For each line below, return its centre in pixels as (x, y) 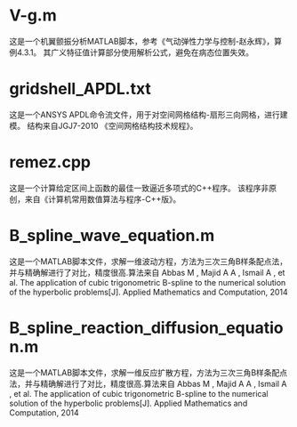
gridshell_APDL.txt (80, 89)
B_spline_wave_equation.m (112, 236)
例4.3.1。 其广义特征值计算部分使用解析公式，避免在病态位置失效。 (132, 52)
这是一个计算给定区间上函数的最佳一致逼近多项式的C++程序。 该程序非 (139, 188)
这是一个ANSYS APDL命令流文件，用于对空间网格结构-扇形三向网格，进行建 (148, 114)
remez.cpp (50, 162)
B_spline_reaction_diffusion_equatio (146, 328)
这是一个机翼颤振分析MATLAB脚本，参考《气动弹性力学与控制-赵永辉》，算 (146, 41)
